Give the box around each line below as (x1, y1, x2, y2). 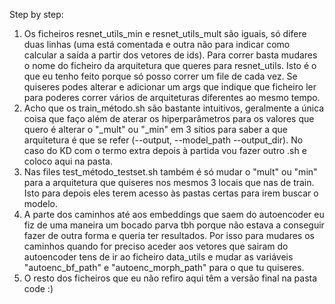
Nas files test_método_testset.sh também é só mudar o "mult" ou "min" (23, 166, 318, 178)
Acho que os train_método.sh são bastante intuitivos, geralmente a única (23, 102, 325, 114)
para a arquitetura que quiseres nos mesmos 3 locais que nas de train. (23, 177, 315, 188)
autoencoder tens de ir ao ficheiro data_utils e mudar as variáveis (23, 251, 294, 263)
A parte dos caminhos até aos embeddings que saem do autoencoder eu (23, 209, 325, 220)
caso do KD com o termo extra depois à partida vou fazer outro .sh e (23, 145, 307, 156)
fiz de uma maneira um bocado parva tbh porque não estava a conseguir (23, 219, 325, 231)
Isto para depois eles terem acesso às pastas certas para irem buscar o (23, 187, 319, 199)
